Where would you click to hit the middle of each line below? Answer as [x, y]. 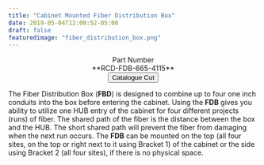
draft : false [30, 30]
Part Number [133, 60]
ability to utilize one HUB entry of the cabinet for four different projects [124, 111]
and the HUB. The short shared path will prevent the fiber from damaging [128, 128]
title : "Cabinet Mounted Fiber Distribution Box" [92, 15]
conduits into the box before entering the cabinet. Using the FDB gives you [130, 103]
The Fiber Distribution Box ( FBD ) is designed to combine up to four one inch [132, 94]
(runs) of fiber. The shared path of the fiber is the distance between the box [132, 119]
